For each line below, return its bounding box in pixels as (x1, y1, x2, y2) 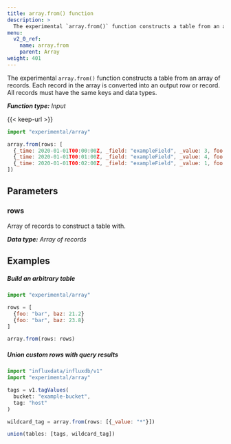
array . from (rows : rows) (7, 335, 76, 343)
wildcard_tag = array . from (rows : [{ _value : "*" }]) (7, 418, 155, 425)
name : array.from (19, 42, 69, 49)
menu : (7, 29, 23, 36)
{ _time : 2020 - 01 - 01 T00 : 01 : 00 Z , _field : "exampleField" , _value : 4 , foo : (13, 154, 226, 160)
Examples (7, 255, 50, 267)
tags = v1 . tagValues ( (7, 387, 69, 394)
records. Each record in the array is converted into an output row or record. (7, 81, 220, 89)
